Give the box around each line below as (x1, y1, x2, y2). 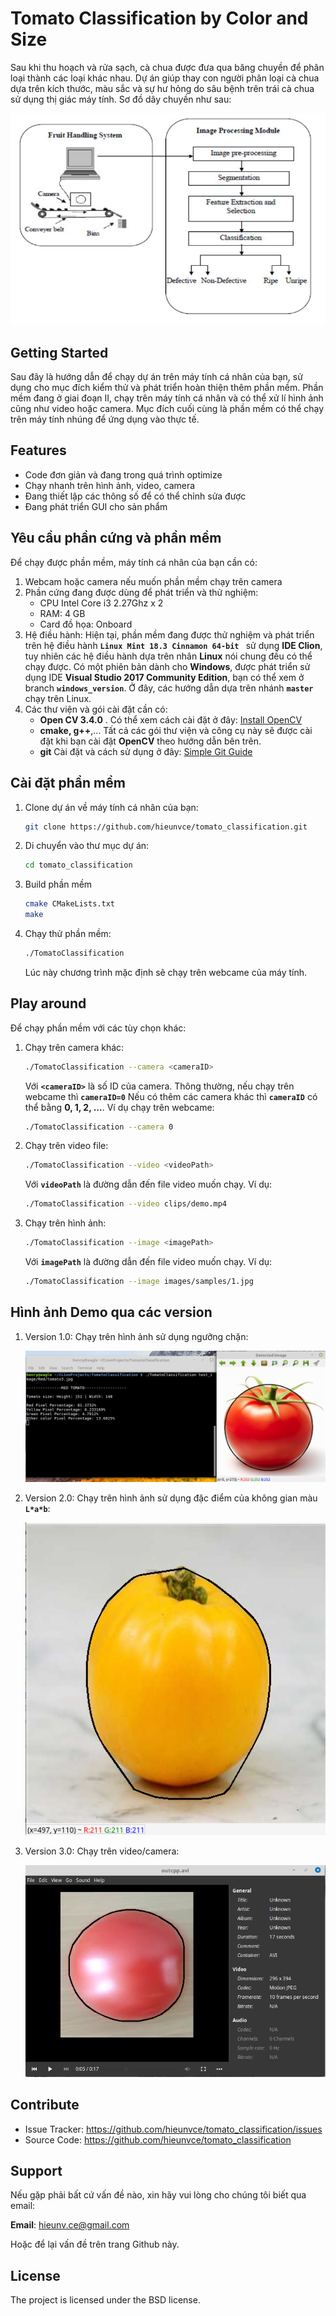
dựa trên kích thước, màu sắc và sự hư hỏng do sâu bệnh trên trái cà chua (10, 82, 315, 94)
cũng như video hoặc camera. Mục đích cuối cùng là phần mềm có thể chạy (10, 403, 325, 415)
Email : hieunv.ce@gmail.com (10, 2219, 130, 2231)
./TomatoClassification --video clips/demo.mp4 (24, 1199, 227, 1209)
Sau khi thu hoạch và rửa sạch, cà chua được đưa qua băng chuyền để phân (10, 61, 325, 73)
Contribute (10, 2097, 80, 2114)
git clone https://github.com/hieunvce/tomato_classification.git (24, 822, 308, 832)
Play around (10, 995, 87, 1012)
